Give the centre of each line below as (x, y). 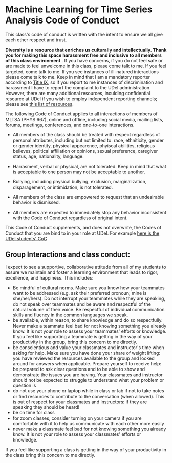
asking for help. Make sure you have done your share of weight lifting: (86, 353)
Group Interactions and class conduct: (68, 255)
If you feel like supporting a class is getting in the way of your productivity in (86, 449)
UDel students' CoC (26, 238)
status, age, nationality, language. (48, 156)
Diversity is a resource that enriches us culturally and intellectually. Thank (86, 50)
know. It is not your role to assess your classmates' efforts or (77, 434)
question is (24, 385)
